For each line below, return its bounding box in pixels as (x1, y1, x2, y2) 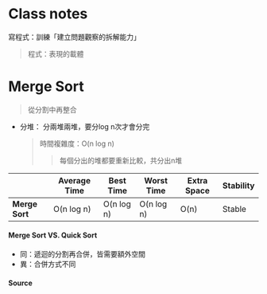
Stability (222, 180, 255, 191)
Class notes (8, 5, 88, 23)
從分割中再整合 (27, 104, 77, 114)
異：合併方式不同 (19, 260, 76, 269)
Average (58, 174, 91, 186)
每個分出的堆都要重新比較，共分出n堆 (59, 155, 183, 165)
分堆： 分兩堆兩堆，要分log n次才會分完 (19, 121, 150, 131)
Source (8, 278, 33, 288)
